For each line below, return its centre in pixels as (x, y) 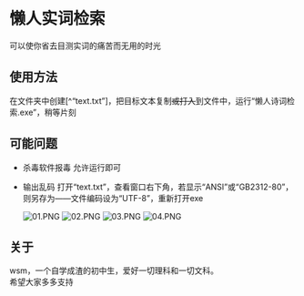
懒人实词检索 (58, 19)
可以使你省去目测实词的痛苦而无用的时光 (85, 46)
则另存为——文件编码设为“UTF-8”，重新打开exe (113, 198)
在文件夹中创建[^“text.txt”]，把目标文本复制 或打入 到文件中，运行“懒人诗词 (148, 100)
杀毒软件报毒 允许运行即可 (71, 167)
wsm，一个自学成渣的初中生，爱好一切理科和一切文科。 (114, 270)
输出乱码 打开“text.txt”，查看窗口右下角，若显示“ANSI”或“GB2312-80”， (158, 187)
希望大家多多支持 (41, 282)
